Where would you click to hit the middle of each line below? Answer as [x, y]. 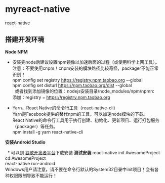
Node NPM [17, 52]
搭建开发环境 [25, 40]
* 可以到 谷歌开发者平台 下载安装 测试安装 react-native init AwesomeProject [83, 152]
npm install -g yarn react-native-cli [48, 132]
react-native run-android [30, 163]
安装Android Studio [25, 142]
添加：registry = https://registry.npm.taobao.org [61, 97]
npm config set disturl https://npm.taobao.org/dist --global [72, 85]
